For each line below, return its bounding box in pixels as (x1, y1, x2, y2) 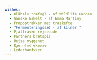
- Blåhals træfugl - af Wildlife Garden (9, 12, 92, 16)
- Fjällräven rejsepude (9, 30, 57, 34)
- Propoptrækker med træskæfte (9, 20, 73, 26)
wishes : (5, 7, 21, 12)
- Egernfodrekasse (9, 43, 47, 48)
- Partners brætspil (9, 34, 51, 39)
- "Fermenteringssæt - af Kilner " (9, 25, 81, 30)
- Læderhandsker (9, 47, 42, 52)
